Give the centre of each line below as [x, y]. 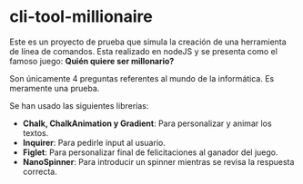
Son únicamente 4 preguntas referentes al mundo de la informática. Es [142, 78]
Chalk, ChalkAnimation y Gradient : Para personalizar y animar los [147, 123]
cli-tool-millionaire [81, 17]
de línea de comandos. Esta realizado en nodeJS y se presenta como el [143, 51]
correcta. [40, 171]
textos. [35, 132]
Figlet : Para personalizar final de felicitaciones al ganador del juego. [150, 152]
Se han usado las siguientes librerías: [79, 105]
